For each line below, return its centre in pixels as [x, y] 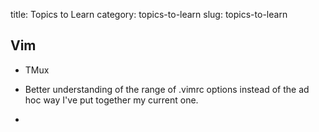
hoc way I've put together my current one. [111, 100]
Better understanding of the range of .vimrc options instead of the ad [167, 89]
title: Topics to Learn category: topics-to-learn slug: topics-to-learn [149, 14]
